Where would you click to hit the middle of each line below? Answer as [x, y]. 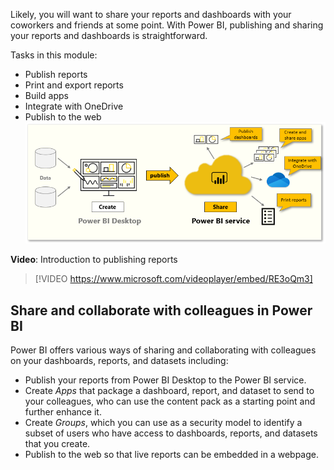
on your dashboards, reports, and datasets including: [119, 361]
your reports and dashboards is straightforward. [109, 35]
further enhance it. [63, 412]
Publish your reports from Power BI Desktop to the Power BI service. [165, 380]
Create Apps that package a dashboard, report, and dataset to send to [169, 391]
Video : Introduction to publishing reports [94, 260]
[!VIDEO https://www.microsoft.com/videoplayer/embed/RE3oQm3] [173, 279]
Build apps [46, 95]
